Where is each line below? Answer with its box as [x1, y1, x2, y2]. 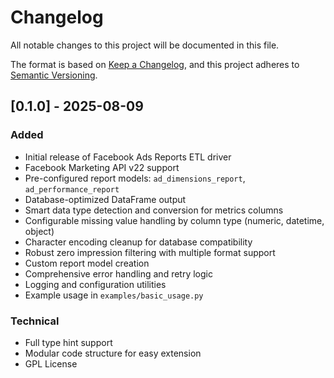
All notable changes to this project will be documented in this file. [10, 39, 280, 51]
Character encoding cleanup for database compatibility [24, 236, 253, 248]
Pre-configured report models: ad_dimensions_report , [24, 172, 246, 184]
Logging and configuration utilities [24, 278, 167, 290]
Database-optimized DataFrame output [24, 193, 187, 205]
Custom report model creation [24, 257, 150, 269]
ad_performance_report [24, 184, 120, 195]
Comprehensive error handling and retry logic [24, 267, 213, 280]
